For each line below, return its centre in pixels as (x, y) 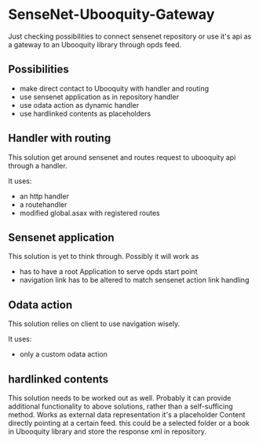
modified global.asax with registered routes (89, 213)
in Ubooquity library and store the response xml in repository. (107, 431)
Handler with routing (60, 138)
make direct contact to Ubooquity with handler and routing (114, 88)
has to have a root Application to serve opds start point (108, 272)
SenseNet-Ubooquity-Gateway (111, 15)
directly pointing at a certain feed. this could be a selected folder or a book (129, 423)
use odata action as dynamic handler (79, 105)
